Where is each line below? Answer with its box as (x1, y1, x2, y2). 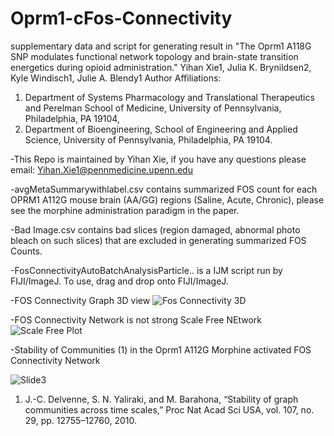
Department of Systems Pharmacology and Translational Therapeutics (24, 91, 315, 103)
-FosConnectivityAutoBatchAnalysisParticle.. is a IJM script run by (10, 264, 283, 276)
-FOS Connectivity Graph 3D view (10, 294, 151, 306)
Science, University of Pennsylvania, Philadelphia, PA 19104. (24, 133, 273, 146)
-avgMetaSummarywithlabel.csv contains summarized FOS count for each (10, 183, 318, 195)
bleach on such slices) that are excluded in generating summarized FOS (10, 234, 307, 246)
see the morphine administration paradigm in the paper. (10, 204, 240, 216)
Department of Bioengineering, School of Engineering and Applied (24, 123, 298, 135)
